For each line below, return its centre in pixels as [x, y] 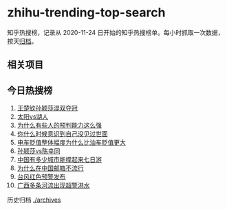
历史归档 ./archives [34, 200]
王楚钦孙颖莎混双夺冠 [47, 108]
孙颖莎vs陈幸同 [39, 151]
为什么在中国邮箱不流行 [50, 168]
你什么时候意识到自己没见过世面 [62, 134]
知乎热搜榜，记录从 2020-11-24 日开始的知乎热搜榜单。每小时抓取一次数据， [116, 32]
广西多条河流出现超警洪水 [53, 185]
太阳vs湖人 [33, 117]
